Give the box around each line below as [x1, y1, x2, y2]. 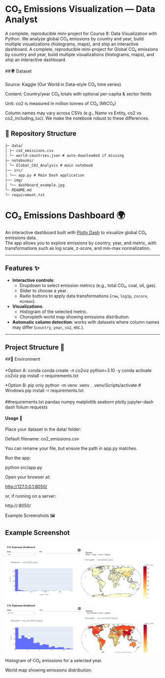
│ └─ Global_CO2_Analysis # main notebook [5, 163, 93, 168]
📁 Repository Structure [5, 130, 77, 138]
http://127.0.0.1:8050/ [5, 483, 48, 489]
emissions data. [5, 235, 37, 240]
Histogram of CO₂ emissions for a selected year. [5, 658, 103, 664]
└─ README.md [5, 187, 32, 193]
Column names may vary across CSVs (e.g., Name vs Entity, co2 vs [5, 110, 141, 116]
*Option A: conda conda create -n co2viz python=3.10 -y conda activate [5, 367, 152, 373]
